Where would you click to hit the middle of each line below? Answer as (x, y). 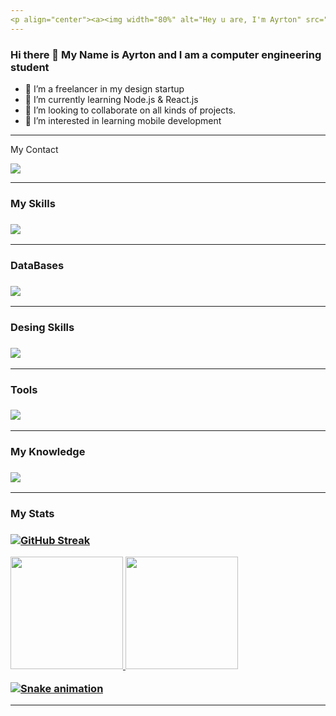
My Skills (33, 203)
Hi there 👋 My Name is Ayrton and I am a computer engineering (166, 54)
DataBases (37, 266)
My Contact (34, 149)
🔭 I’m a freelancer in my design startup (104, 88)
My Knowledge (48, 451)
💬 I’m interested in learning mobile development (123, 120)
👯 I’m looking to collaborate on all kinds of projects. (130, 110)
